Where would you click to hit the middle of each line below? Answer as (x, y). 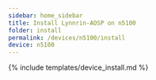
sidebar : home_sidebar (46, 15)
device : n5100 (32, 45)
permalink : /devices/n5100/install (67, 38)
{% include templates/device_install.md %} (78, 67)
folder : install (35, 30)
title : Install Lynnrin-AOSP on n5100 (72, 23)
